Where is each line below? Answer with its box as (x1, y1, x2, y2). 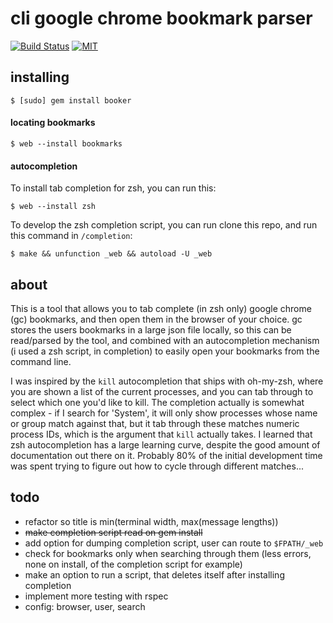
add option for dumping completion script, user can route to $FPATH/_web (24, 537, 324, 549)
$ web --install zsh (10, 202, 97, 212)
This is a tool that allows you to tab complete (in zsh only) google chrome (10, 302, 312, 314)
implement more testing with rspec (24, 590, 169, 602)
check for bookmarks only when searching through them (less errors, (24, 547, 312, 559)
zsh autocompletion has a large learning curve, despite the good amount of (10, 438, 321, 451)
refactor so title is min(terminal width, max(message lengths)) (24, 515, 279, 527)
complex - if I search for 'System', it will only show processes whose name (10, 407, 318, 419)
